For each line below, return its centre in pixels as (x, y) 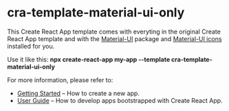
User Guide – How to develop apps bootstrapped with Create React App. (120, 100)
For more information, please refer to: (60, 79)
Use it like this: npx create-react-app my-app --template (89, 59)
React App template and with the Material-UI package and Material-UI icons (115, 38)
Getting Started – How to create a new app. (78, 93)
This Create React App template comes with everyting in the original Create (114, 32)
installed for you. (31, 46)
